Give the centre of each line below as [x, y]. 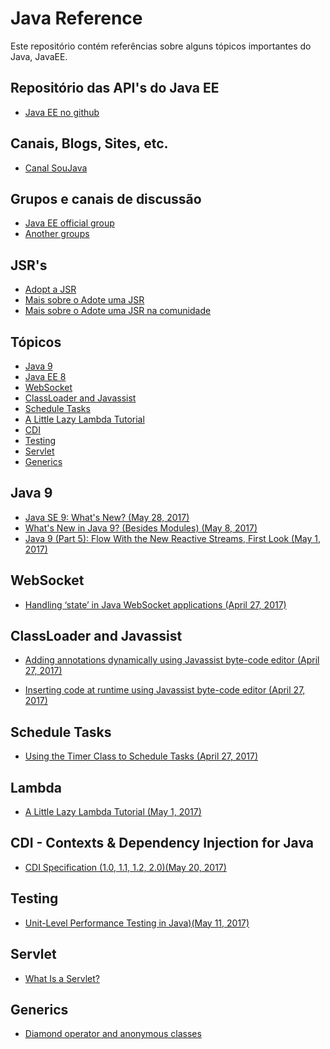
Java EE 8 [45, 376]
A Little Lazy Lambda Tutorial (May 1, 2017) [113, 812]
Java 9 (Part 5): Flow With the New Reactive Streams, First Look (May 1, [173, 538]
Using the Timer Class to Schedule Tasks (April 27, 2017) [141, 756]
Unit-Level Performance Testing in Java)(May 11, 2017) [137, 923]
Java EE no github [62, 112]
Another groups [57, 234]
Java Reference [76, 18]
